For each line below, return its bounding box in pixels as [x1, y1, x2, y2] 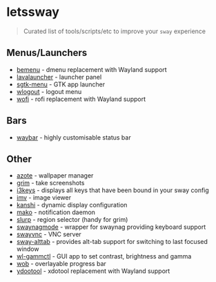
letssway [6, 4, 60, 20]
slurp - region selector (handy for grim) [16, 216, 128, 224]
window [16, 245, 39, 253]
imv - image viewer [16, 194, 72, 202]
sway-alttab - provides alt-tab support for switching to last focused [16, 238, 208, 246]
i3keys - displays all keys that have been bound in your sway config [16, 186, 210, 194]
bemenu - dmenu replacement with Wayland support [16, 65, 167, 73]
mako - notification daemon [16, 208, 96, 216]
